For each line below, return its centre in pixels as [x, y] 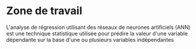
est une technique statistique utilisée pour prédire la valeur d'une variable [97, 33]
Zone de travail [44, 11]
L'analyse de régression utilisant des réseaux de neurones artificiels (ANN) [98, 27]
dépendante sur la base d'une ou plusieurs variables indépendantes [90, 40]
